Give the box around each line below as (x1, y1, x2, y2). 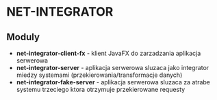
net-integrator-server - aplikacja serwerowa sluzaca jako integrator (16, 64, 209, 71)
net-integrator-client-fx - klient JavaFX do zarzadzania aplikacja (16, 49, 201, 57)
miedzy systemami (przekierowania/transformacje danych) (16, 71, 183, 79)
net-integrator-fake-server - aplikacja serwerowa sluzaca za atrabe (16, 78, 210, 86)
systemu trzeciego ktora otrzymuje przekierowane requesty (16, 86, 186, 93)
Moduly (6, 31, 40, 43)
